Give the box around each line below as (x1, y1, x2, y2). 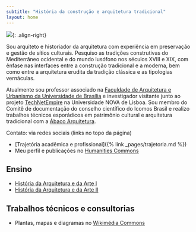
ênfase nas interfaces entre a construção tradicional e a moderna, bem (6, 62, 180, 69)
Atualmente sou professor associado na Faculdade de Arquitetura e (6, 86, 172, 93)
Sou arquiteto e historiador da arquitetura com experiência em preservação (6, 43, 191, 50)
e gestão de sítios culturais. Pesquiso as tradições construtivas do (6, 49, 169, 57)
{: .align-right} (12, 31, 47, 39)
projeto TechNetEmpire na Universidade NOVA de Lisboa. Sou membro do (6, 99, 188, 106)
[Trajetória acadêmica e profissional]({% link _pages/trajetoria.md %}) (14, 140, 187, 148)
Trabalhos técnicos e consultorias (6, 203, 135, 214)
